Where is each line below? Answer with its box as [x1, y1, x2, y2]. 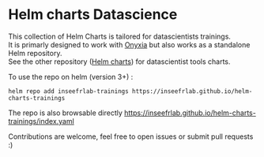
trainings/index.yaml [8, 116, 75, 125]
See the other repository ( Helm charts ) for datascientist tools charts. [8, 57, 231, 66]
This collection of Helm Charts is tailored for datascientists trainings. [8, 32, 232, 41]
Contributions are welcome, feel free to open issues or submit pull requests [8, 132, 254, 141]
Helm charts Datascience [8, 6, 178, 24]
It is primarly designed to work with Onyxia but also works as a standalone [8, 39, 251, 49]
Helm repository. [8, 48, 62, 58]
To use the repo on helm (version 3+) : [8, 72, 134, 81]
